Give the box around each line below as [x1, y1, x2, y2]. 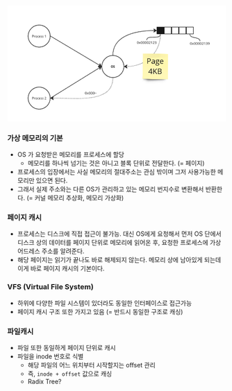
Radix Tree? [27, 377, 62, 385]
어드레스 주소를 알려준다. [17, 247, 85, 255]
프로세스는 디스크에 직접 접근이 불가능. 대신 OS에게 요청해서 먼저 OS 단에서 [17, 229, 222, 238]
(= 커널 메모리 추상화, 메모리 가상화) [26, 193, 124, 202]
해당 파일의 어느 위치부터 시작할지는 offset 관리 [27, 360, 156, 369]
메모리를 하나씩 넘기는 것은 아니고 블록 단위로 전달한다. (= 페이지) [27, 159, 205, 168]
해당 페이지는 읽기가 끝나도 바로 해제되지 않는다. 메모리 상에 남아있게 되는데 [17, 256, 222, 264]
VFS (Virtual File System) [7, 282, 94, 292]
